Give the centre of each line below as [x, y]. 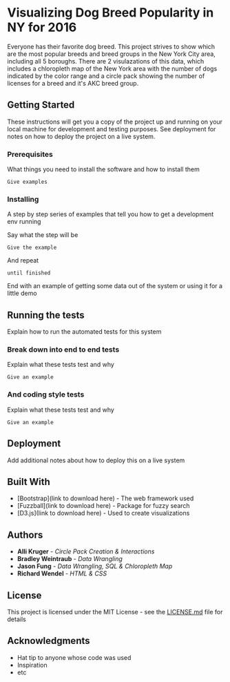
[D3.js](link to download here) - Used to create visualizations [103, 513]
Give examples [28, 182]
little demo [22, 293]
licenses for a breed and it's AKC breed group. [73, 83]
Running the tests [46, 315]
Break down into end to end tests [63, 350]
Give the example [32, 248]
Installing [23, 199]
